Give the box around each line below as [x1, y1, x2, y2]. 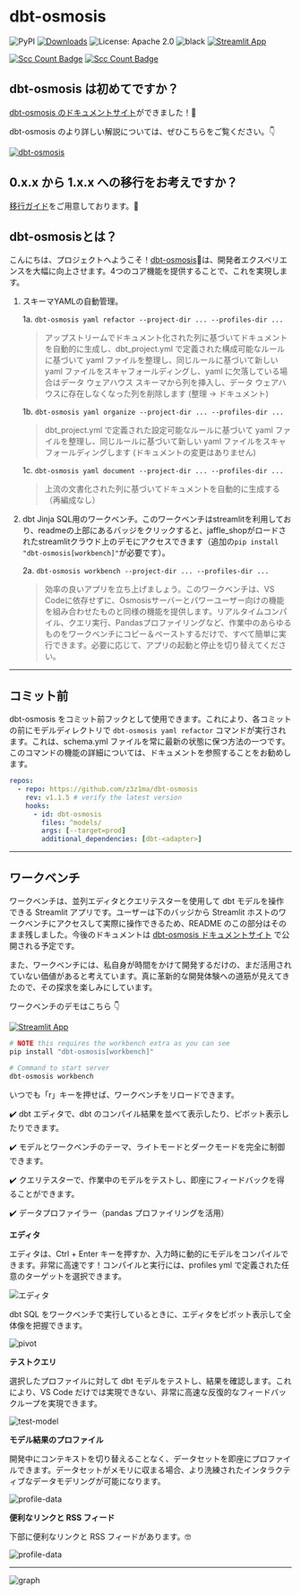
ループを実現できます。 [16, 1398, 103, 1409]
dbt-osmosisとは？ [9, 228, 118, 244]
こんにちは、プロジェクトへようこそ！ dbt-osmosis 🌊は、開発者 [9, 254, 242, 265]
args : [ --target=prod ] [41, 826, 126, 835]
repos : [9, 777, 34, 786]
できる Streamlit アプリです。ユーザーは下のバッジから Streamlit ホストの [9, 907, 279, 918]
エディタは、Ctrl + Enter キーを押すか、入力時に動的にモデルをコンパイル [9, 1248, 281, 1259]
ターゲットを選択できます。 [24, 1271, 127, 1281]
